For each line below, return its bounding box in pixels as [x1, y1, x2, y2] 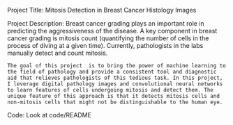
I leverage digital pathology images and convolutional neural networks [7, 81, 223, 87]
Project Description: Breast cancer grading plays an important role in [7, 19, 204, 27]
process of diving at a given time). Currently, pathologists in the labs [7, 42, 204, 49]
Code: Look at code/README [7, 111, 92, 119]
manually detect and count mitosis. [7, 49, 108, 57]
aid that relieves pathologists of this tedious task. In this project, [7, 74, 223, 81]
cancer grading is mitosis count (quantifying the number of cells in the [7, 34, 209, 42]
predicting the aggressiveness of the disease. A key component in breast [7, 27, 218, 35]
